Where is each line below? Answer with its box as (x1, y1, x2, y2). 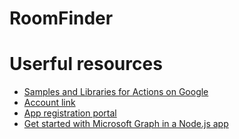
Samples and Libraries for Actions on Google (23, 86, 209, 98)
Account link (23, 97, 76, 109)
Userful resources (9, 53, 163, 76)
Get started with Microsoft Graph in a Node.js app (23, 118, 229, 130)
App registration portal (23, 107, 117, 119)
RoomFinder (9, 7, 114, 30)
